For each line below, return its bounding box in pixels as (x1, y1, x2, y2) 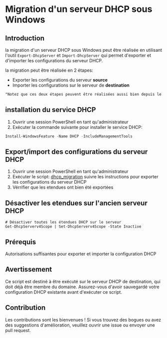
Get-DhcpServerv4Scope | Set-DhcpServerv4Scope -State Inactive (5, 224, 142, 229)
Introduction (5, 34, 45, 42)
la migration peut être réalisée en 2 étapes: (5, 67, 93, 73)
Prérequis (5, 237, 36, 246)
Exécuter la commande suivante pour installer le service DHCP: (12, 124, 143, 130)
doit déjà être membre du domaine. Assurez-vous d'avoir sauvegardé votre (5, 284, 160, 290)
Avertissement (5, 265, 52, 274)
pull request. (5, 327, 31, 333)
